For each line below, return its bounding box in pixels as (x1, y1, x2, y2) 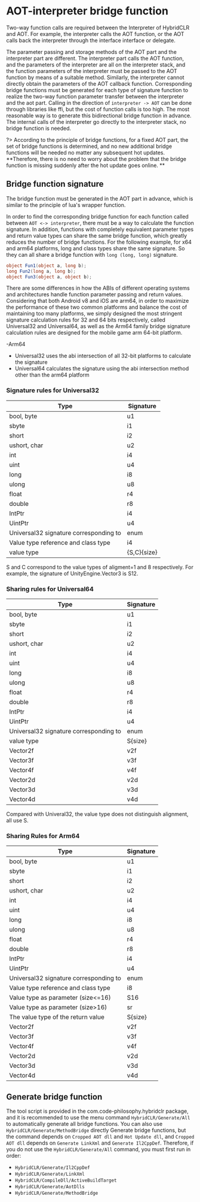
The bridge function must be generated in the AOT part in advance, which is (6, 195, 193, 202)
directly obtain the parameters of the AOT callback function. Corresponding (6, 80, 192, 87)
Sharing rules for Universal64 (6, 585, 94, 593)
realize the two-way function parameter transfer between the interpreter (6, 93, 184, 100)
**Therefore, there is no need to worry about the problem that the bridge (6, 155, 187, 162)
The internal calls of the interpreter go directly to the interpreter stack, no (6, 118, 186, 125)
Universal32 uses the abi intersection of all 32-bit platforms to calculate (14, 352, 192, 360)
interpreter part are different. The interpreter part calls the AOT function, (6, 54, 184, 62)
